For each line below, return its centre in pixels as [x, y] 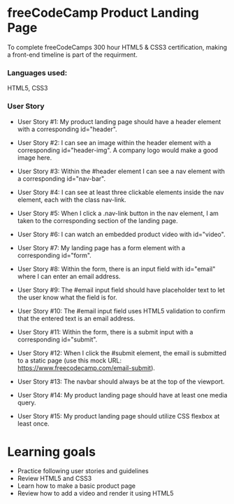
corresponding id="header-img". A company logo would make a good [118, 150]
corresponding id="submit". [57, 339]
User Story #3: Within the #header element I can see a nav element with [121, 171]
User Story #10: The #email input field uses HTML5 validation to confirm [121, 311]
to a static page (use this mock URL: [70, 360]
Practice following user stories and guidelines [83, 471]
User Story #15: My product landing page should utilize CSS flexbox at [118, 416]
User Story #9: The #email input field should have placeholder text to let [121, 290]
